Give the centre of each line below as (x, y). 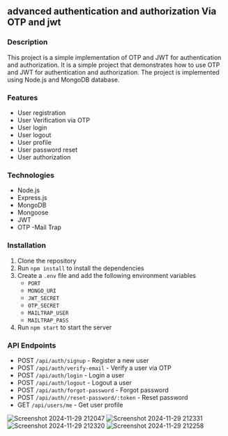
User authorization (44, 157)
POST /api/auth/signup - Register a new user (83, 360)
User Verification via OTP (54, 120)
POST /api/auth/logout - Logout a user (75, 382)
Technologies (31, 175)
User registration (41, 112)
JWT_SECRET (44, 298)
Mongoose (33, 212)
